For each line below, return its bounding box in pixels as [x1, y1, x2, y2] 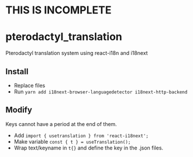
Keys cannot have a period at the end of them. [5, 120, 118, 127]
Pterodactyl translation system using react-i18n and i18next [5, 50, 148, 57]
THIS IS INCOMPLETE [5, 4, 112, 17]
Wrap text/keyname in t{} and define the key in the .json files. [13, 144, 164, 151]
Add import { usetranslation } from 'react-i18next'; [13, 132, 149, 139]
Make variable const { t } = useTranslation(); [13, 138, 131, 145]
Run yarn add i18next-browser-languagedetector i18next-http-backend [13, 88, 188, 95]
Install [5, 67, 29, 76]
